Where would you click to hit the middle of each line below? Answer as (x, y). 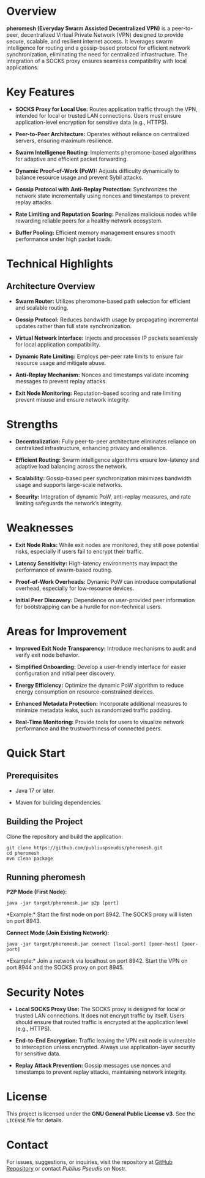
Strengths (32, 425)
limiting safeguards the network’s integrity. (69, 503)
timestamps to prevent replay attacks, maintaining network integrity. (101, 1072)
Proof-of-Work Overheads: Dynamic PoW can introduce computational (106, 581)
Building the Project (45, 822)
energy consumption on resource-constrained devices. (85, 692)
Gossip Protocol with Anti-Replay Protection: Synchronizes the (96, 189)
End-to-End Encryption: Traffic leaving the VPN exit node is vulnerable (105, 1041)
